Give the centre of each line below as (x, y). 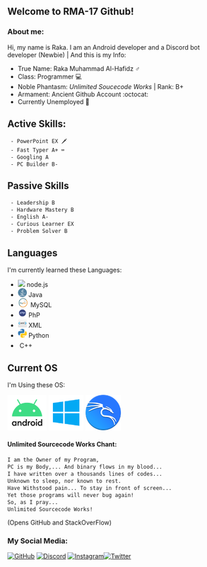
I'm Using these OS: (36, 384)
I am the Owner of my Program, (53, 460)
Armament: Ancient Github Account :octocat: (83, 94)
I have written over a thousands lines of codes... (85, 474)
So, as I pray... (33, 503)
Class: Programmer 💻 (50, 76)
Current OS (32, 368)
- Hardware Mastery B (42, 210)
